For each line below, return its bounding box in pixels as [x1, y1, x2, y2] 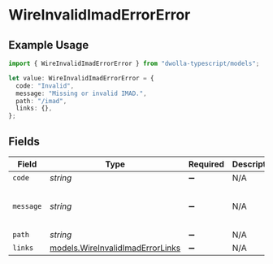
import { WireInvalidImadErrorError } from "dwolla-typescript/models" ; [8, 59, 260, 67]
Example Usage [8, 38, 89, 52]
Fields [8, 134, 41, 148]
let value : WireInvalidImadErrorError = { [8, 74, 154, 82]
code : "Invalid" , [15, 81, 75, 90]
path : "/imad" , [15, 97, 67, 105]
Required [188, 158, 225, 170]
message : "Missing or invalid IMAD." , [15, 89, 148, 97]
